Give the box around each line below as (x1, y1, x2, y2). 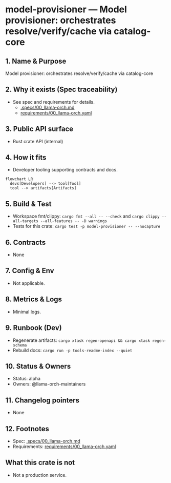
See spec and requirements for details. (12, 99, 95, 105)
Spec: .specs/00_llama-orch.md (12, 438, 80, 444)
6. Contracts (5, 238, 46, 247)
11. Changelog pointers (5, 396, 80, 404)
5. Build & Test (5, 199, 52, 208)
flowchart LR (5, 177, 33, 182)
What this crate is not (5, 458, 75, 467)
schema (12, 342, 27, 347)
